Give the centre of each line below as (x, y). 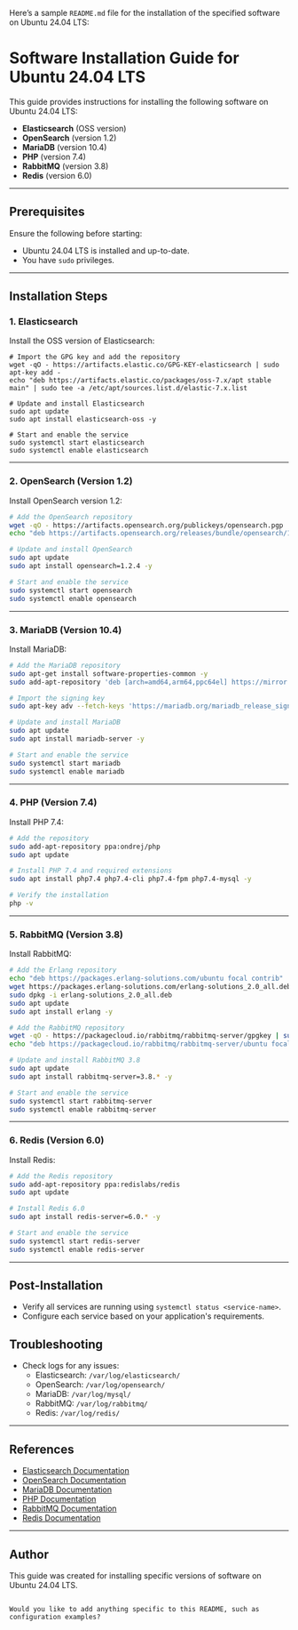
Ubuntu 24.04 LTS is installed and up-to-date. (106, 250)
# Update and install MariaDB (65, 723)
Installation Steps (59, 297)
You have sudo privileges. (68, 260)
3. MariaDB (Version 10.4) (66, 630)
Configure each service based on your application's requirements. (143, 1316)
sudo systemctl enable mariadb (67, 771)
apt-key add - (35, 373)
